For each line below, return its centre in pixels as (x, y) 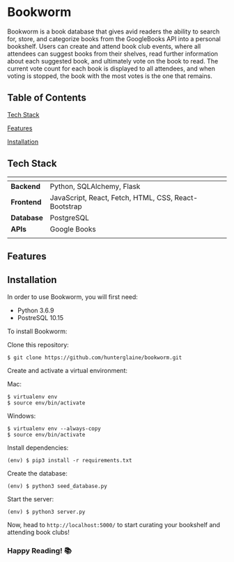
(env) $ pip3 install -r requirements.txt (70, 460)
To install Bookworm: (37, 331)
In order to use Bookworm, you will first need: (72, 296)
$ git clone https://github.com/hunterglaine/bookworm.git (95, 357)
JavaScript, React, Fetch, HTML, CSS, (111, 197)
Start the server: (31, 499)
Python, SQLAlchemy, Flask (95, 186)
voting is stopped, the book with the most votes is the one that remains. (110, 76)
